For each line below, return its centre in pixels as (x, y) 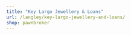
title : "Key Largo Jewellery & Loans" (55, 12)
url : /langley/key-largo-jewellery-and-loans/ (66, 17)
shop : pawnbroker (28, 23)
